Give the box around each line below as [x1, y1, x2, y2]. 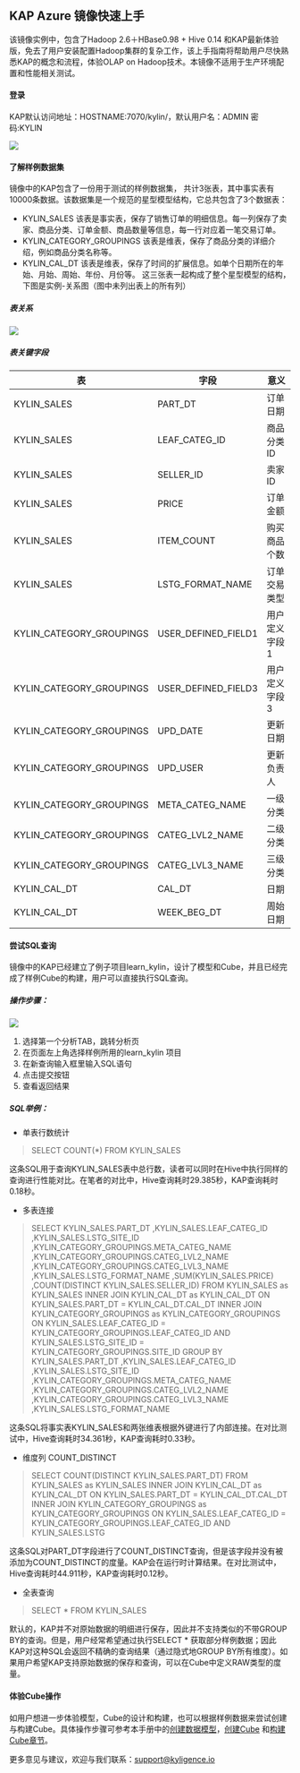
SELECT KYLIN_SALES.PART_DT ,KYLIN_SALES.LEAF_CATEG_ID [30, 1223, 268, 1234]
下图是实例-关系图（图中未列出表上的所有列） [21, 280, 191, 291]
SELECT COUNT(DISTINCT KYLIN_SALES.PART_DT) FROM [30, 1470, 248, 1481]
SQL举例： [9, 1102, 49, 1113]
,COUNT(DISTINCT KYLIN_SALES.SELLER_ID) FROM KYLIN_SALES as [30, 1280, 288, 1291]
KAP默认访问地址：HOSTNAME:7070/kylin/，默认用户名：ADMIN [9, 111, 249, 123]
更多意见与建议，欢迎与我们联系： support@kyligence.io [9, 1753, 216, 1764]
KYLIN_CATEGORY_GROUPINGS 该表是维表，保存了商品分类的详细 [21, 236, 268, 246]
